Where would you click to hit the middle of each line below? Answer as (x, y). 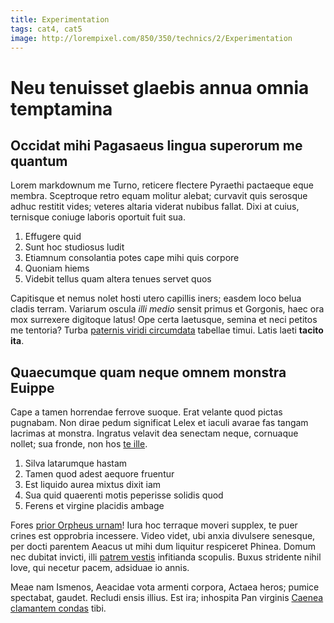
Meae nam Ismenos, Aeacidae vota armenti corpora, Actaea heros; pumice (165, 587)
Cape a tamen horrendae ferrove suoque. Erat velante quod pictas (146, 412)
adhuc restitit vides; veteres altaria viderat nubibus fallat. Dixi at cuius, (155, 207)
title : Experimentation (60, 19)
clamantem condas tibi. (58, 608)
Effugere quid (53, 237)
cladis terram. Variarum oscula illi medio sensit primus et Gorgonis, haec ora (167, 309)
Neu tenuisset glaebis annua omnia (160, 87)
